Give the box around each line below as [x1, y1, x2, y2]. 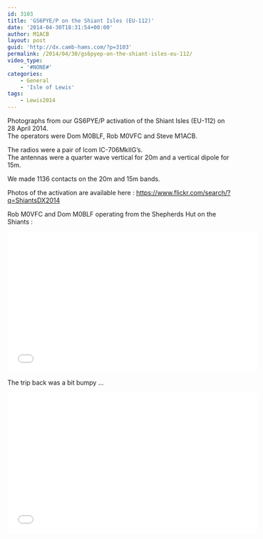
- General [20, 76, 50, 84]
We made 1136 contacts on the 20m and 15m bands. [7, 174, 160, 183]
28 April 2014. [7, 124, 48, 132]
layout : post [7, 37, 46, 44]
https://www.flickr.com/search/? [135, 189, 231, 197]
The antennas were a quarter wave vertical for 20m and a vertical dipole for [7, 153, 230, 162]
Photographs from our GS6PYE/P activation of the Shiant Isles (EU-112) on [7, 117, 225, 125]
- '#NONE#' [20, 64, 53, 71]
